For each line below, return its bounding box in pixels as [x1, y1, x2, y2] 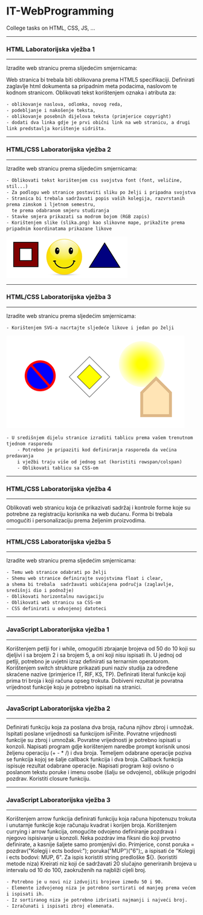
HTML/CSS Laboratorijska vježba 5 [6, 538, 111, 546]
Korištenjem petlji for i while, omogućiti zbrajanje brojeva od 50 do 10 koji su [6, 645, 195, 652]
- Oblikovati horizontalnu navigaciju [6, 594, 104, 600]
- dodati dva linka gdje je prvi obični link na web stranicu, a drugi [6, 120, 190, 126]
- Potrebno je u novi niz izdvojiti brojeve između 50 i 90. [6, 879, 164, 885]
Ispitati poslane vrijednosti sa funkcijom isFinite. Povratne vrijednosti [6, 730, 177, 737]
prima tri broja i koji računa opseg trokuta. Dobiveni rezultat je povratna [6, 677, 184, 684]
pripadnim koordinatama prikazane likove [6, 226, 112, 232]
